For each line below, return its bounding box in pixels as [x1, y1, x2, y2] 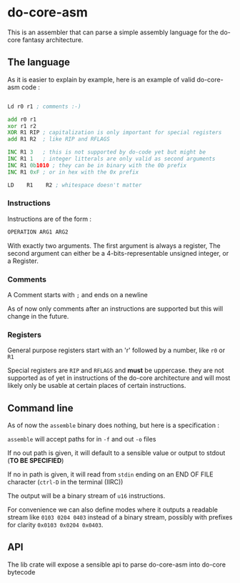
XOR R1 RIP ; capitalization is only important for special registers [7, 129, 222, 136]
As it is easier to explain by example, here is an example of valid [7, 75, 195, 84]
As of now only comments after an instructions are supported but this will [7, 304, 224, 313]
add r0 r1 [7, 116, 37, 123]
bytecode [7, 567, 36, 576]
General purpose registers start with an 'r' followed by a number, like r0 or [7, 346, 226, 354]
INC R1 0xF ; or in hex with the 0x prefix [7, 169, 139, 176]
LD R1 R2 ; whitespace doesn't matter [7, 181, 142, 189]
